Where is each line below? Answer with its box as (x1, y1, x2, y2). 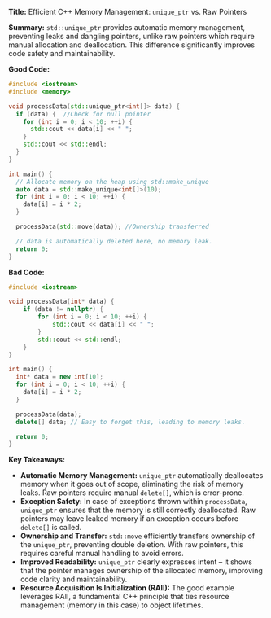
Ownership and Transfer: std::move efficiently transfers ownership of (20, 531, 256, 541)
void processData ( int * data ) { (8, 297, 115, 306)
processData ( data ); (15, 410, 82, 419)
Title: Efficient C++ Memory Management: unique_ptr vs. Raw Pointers (8, 7, 247, 16)
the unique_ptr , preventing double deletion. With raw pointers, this (20, 540, 243, 550)
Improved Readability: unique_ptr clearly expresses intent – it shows (20, 557, 252, 567)
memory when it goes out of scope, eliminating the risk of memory (20, 480, 244, 489)
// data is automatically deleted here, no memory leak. (15, 237, 213, 245)
